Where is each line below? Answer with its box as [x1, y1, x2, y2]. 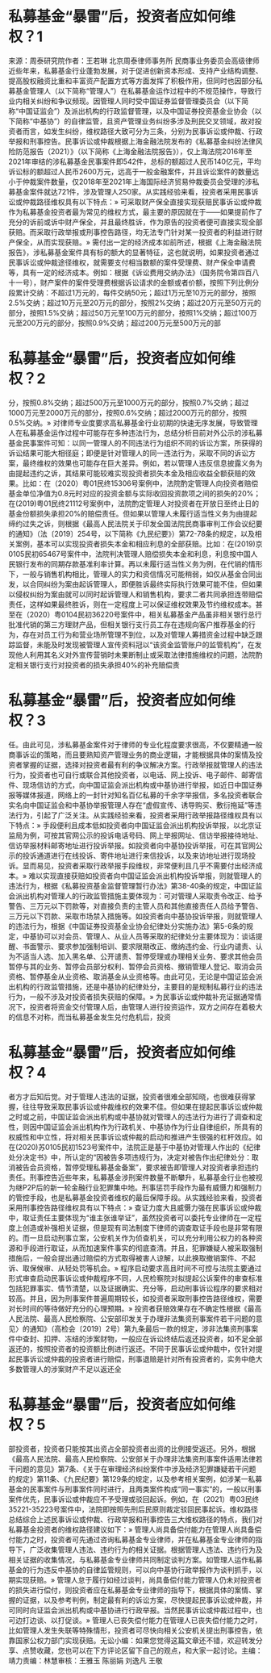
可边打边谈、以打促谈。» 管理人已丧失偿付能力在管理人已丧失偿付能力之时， [8, 1615, 262, 1625]
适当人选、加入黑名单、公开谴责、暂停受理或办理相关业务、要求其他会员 [22, 952, 263, 961]
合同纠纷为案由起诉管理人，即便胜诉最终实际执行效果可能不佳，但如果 [29, 579, 263, 589]
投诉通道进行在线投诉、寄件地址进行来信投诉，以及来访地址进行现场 [22, 851, 248, 860]
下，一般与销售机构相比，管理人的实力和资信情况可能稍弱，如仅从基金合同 [8, 569, 256, 579]
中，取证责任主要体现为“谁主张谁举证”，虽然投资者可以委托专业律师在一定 [8, 1212, 256, 1223]
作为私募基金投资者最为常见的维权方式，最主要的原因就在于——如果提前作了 [8, 207, 263, 216]
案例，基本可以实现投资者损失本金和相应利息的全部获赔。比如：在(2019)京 [15, 538, 263, 549]
